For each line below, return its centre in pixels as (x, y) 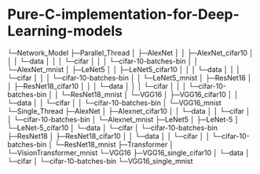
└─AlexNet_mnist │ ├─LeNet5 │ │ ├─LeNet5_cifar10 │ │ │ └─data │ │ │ (124, 69)
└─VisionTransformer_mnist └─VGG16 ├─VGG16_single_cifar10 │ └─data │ (129, 152)
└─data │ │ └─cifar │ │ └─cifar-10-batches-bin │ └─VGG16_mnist (114, 103)
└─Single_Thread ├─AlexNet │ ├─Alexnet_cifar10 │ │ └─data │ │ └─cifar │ (129, 111)
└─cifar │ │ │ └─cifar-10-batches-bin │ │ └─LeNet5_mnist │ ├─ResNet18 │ (130, 78)
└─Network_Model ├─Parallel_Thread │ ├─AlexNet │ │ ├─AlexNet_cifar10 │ (131, 53)
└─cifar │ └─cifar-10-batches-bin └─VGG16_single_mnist (100, 161)
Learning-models (65, 31)
